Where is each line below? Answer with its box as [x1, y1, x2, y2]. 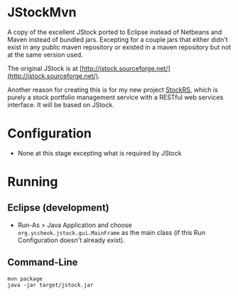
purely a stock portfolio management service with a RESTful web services [7, 93, 224, 102]
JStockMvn [7, 4, 77, 21]
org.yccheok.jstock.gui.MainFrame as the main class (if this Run [17, 228, 206, 236]
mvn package [7, 275, 43, 283]
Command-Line [7, 256, 78, 268]
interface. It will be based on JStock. [7, 100, 115, 109]
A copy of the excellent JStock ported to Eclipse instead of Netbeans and [7, 28, 222, 36]
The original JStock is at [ [7, 64, 82, 72]
